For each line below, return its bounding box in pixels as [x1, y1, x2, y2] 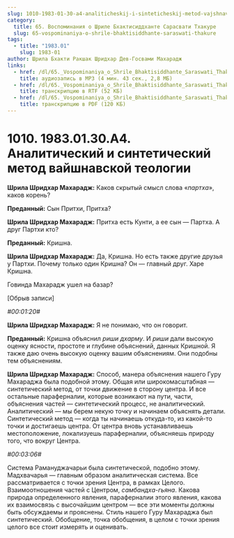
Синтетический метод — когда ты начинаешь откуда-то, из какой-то [7, 414, 212, 422]
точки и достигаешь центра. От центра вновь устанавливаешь [7, 422, 194, 430]
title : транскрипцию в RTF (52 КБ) [19, 88, 123, 95]
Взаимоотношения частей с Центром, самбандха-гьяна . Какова [7, 485, 200, 494]
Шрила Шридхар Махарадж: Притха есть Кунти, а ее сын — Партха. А [7, 217, 220, 226]
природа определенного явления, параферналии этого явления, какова [7, 493, 221, 501]
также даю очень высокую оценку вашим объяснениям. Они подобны [7, 349, 218, 357]
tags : [7, 36, 23, 43]
